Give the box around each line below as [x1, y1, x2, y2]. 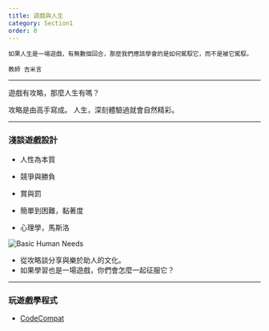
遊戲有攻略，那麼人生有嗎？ [8, 88, 100, 98]
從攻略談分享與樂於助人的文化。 [19, 255, 126, 264]
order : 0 [8, 26, 38, 34]
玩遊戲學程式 [8, 294, 58, 305]
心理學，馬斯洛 [19, 222, 70, 232]
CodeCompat [19, 313, 65, 323]
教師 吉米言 [8, 66, 42, 74]
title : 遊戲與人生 [8, 11, 64, 20]
